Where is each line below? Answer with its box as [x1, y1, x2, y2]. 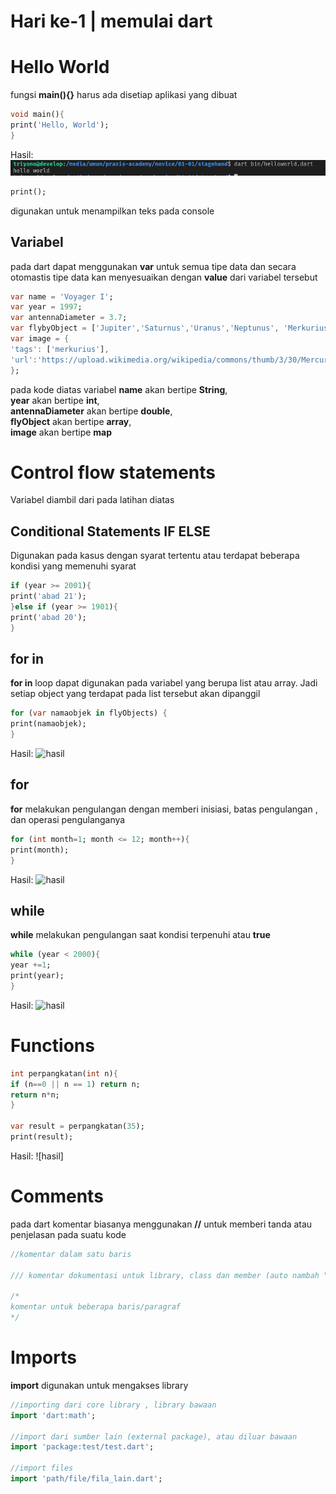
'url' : [10, 355, 38, 365]
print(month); [10, 845, 70, 855]
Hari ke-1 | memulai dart [10, 10, 213, 33]
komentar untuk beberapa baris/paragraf [10, 1302, 182, 1312]
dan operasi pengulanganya [10, 813, 126, 825]
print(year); [10, 971, 65, 981]
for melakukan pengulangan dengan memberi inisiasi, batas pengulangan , [10, 803, 318, 815]
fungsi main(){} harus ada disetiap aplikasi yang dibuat [10, 89, 238, 101]
